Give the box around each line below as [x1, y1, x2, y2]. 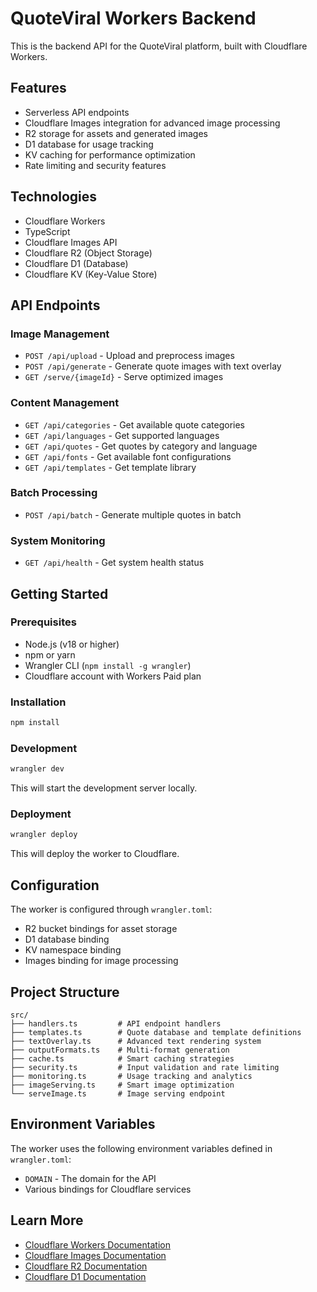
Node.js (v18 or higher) [24, 638, 120, 650]
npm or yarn [24, 648, 76, 661]
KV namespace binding [24, 944, 122, 956]
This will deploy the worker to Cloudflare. [10, 848, 180, 860]
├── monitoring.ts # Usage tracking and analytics [10, 1071, 253, 1081]
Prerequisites [10, 615, 77, 629]
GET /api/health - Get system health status [24, 557, 205, 569]
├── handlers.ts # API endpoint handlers [10, 1018, 222, 1029]
